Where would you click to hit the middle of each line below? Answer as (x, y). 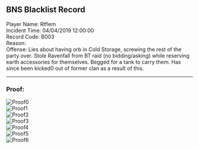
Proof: (15, 89)
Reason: (16, 43)
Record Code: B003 (30, 37)
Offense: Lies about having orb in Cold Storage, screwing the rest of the (94, 49)
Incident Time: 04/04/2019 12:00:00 (50, 30)
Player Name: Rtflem (31, 24)
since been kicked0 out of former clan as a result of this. (75, 68)
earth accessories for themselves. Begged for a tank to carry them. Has (94, 62)
